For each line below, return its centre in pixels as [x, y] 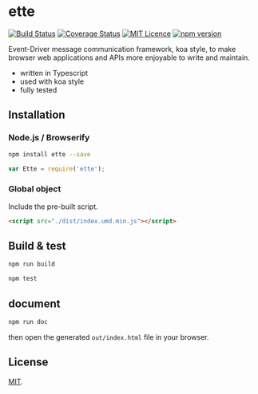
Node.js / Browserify [49, 138]
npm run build [32, 264]
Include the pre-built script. [53, 207]
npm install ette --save [50, 154]
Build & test [37, 246]
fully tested [38, 89]
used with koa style [52, 81]
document [34, 303]
